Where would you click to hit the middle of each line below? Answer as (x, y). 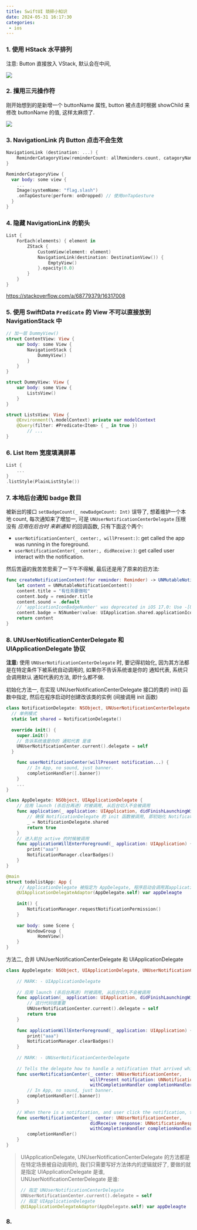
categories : (21, 22)
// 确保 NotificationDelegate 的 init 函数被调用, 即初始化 (97, 817)
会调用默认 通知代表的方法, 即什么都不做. (55, 677)
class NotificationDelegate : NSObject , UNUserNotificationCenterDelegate (98, 708)
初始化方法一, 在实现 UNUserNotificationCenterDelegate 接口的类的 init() (94, 690)
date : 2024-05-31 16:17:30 (39, 17)
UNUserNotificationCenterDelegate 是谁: (69, 1179)
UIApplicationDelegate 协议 (46, 648)
